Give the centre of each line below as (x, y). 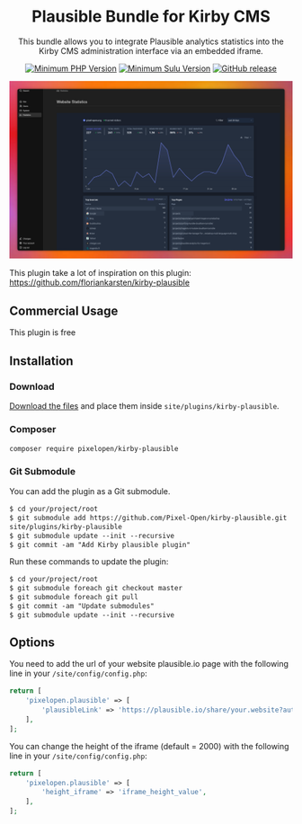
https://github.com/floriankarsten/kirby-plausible (100, 283)
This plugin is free (43, 332)
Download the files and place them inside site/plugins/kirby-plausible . (145, 405)
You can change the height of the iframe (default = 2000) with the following (149, 746)
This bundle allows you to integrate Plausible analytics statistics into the (151, 41)
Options (32, 642)
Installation (41, 361)
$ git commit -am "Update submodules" (82, 606)
